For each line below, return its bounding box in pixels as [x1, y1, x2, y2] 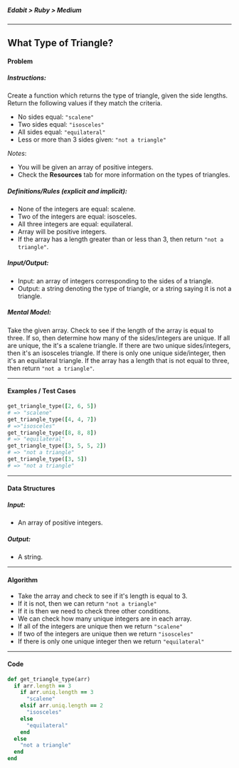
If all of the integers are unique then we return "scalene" [17, 621, 183, 630]
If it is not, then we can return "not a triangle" [17, 599, 157, 608]
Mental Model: [7, 308, 52, 317]
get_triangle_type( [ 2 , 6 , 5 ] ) [7, 403, 97, 410]
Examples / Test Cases [7, 386, 76, 395]
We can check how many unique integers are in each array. [17, 614, 192, 623]
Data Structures [7, 484, 55, 493]
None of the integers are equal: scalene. [17, 204, 136, 213]
